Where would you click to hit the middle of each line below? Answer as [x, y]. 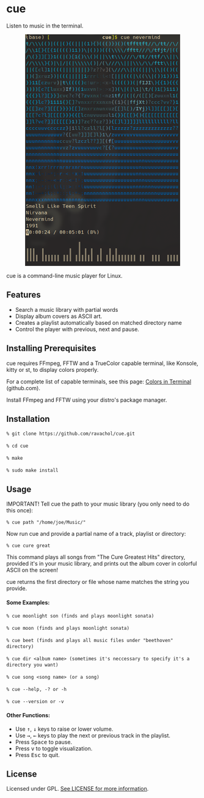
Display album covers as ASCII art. [59, 316]
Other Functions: [28, 715]
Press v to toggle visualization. [54, 748]
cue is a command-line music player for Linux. [64, 275]
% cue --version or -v [35, 702]
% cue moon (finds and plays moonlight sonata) [68, 629]
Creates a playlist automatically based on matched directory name [98, 322]
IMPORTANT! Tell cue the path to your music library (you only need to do [98, 504]
